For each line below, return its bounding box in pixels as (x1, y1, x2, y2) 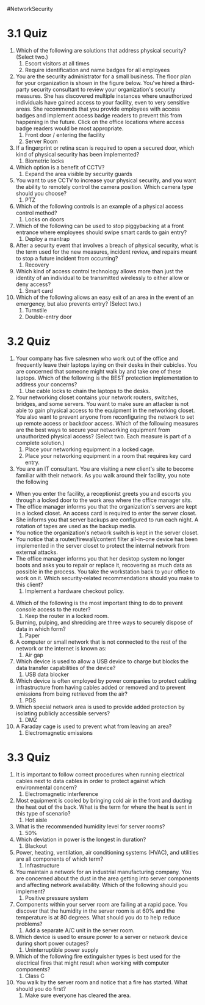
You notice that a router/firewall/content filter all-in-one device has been (15, 535, 198, 543)
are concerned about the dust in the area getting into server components (15, 874, 200, 882)
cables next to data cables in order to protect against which (15, 777, 166, 784)
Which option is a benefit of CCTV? (15, 163, 105, 171)
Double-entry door (24, 313, 72, 320)
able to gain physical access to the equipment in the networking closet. (15, 407, 195, 414)
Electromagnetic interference (24, 790, 98, 797)
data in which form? (15, 625, 66, 632)
